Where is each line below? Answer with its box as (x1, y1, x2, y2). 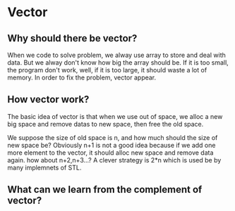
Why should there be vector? (7, 32, 138, 44)
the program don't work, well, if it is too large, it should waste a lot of (7, 66, 207, 74)
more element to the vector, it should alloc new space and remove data (7, 148, 214, 157)
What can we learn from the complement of (7, 184, 203, 196)
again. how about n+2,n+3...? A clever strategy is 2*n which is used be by (7, 155, 222, 164)
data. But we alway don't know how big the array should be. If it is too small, (7, 58, 229, 67)
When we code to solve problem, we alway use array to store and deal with (7, 51, 226, 59)
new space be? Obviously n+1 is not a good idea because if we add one (7, 141, 216, 149)
